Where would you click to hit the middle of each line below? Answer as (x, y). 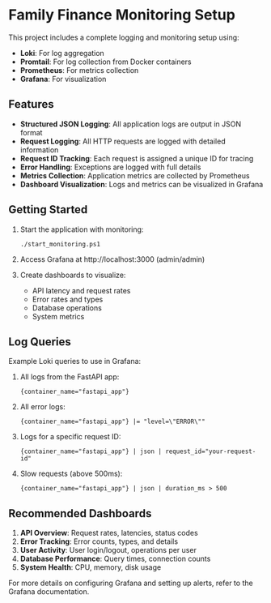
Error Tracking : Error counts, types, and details (99, 541)
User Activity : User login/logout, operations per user (108, 550)
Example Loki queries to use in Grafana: (75, 361)
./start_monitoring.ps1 (60, 244)
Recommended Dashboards (80, 513)
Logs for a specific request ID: (70, 437)
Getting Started (48, 210)
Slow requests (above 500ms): (71, 474)
